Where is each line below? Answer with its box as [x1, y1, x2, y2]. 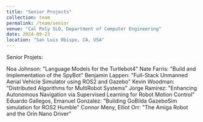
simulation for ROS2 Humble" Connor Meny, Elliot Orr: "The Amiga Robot [6, 104, 188, 111]
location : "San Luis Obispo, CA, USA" [6, 37, 105, 43]
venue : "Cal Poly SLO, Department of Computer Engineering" [6, 25, 162, 32]
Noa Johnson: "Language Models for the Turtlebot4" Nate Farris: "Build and [6, 65, 196, 72]
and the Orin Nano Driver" [6, 110, 72, 117]
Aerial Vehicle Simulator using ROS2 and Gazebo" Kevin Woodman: [6, 78, 175, 85]
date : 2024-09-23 [6, 31, 50, 37]
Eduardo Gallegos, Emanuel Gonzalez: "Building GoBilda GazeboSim [6, 97, 177, 104]
